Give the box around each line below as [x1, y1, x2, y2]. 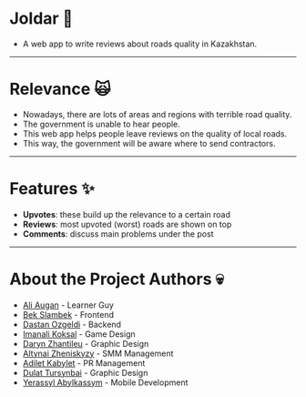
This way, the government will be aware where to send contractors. [22, 137, 276, 148]
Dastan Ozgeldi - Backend [22, 319, 121, 330]
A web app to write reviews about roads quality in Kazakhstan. [22, 38, 258, 49]
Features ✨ [9, 178, 96, 199]
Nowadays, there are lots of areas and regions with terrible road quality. [22, 108, 292, 119]
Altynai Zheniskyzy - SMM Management [22, 348, 174, 359]
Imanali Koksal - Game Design [22, 328, 136, 340]
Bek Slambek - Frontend [22, 309, 114, 320]
